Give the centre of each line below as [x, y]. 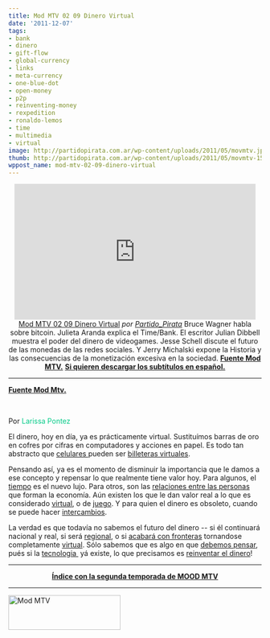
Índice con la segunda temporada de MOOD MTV [135, 577]
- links [21, 68]
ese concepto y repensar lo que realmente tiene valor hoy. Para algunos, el [133, 478]
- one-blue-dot [34, 83]
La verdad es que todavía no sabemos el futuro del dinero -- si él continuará [134, 528]
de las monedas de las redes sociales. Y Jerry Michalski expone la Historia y [135, 350]
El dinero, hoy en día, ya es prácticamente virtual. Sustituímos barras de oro [134, 437]
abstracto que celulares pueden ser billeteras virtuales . [100, 454]
